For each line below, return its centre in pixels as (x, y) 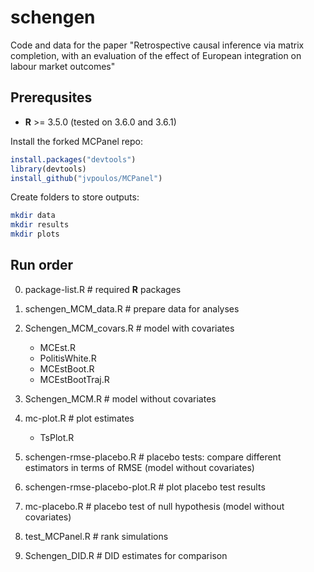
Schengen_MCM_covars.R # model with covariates (129, 328)
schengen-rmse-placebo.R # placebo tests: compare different (153, 457)
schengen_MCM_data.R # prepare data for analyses (132, 308)
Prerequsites (51, 97)
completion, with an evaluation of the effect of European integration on (156, 55)
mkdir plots (35, 234)
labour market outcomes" (63, 66)
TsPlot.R (57, 437)
